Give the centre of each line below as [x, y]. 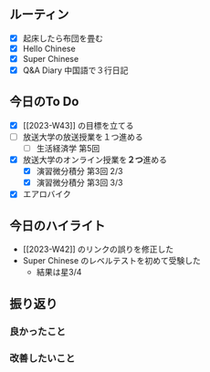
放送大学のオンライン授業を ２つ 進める [94, 160]
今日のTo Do [44, 102]
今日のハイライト [58, 226]
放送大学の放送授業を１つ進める [83, 137]
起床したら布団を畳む [63, 38]
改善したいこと [42, 358]
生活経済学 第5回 [68, 148]
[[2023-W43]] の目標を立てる [78, 125]
